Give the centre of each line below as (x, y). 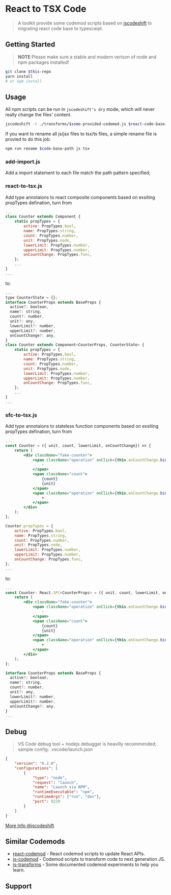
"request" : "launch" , (55, 782)
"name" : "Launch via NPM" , (61, 787)
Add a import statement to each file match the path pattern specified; (78, 173)
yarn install (19, 76)
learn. (19, 870)
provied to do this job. (28, 139)
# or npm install (24, 81)
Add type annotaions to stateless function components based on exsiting (82, 426)
